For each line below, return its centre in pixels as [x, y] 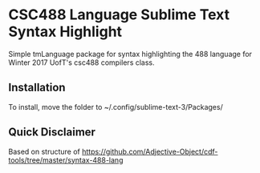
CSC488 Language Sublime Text [119, 15]
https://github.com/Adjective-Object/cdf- [150, 151]
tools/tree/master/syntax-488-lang [66, 160]
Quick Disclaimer [52, 133]
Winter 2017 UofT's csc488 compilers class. [81, 62]
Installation [37, 88]
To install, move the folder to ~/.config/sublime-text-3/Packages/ [116, 107]
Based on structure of [44, 151]
